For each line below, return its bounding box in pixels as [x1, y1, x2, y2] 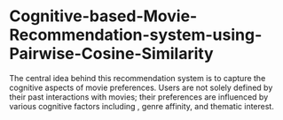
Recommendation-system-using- [9, 25, 263, 45]
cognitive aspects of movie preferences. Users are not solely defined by [9, 82, 273, 93]
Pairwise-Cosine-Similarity [9, 44, 215, 64]
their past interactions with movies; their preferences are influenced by [9, 91, 269, 102]
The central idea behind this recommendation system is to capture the [9, 72, 266, 83]
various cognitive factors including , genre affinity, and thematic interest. [9, 101, 275, 111]
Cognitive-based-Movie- [9, 6, 198, 26]
